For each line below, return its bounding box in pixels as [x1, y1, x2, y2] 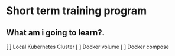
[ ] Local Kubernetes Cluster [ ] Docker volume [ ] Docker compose [6, 43, 170, 50]
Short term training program [6, 4, 147, 18]
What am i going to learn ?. [6, 28, 105, 38]
